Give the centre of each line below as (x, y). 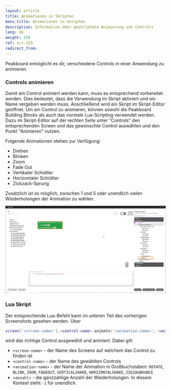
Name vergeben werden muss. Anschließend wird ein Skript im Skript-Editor (85, 104)
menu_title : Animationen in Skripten (45, 21)
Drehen (20, 151)
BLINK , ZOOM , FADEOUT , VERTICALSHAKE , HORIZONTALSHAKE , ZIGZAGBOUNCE (83, 372)
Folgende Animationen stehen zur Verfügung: (53, 141)
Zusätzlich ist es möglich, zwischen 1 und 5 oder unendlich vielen (74, 193)
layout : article (22, 11)
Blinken (20, 157)
